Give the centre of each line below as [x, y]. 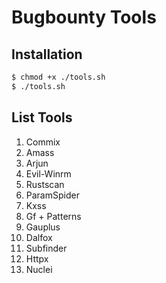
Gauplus [43, 227]
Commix [43, 142]
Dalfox [39, 237]
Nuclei [39, 269]
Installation [47, 54]
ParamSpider [52, 195]
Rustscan [45, 184]
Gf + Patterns [53, 216]
